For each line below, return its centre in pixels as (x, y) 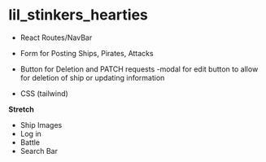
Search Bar (39, 151)
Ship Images (41, 125)
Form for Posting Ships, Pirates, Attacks (87, 53)
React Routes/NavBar (56, 37)
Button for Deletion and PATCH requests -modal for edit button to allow (139, 69)
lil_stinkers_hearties (78, 15)
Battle (30, 142)
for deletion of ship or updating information (92, 77)
